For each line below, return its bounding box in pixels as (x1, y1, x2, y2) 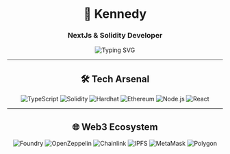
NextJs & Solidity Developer (67, 31, 163, 40)
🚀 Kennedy (83, 6, 147, 22)
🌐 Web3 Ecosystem (71, 121, 159, 133)
